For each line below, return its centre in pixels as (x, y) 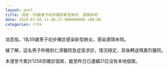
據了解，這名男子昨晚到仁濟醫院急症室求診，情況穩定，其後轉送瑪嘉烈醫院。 (86, 50)
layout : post (19, 10)
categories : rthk (24, 24)
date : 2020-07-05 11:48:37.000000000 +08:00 (53, 19)
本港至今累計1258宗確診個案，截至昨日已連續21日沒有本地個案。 (73, 61)
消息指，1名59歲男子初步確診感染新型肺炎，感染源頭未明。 (67, 39)
